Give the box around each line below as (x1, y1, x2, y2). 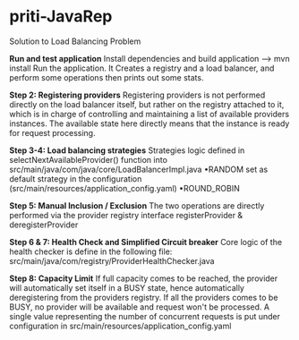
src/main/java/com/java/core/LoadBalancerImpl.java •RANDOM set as (9, 164, 269, 174)
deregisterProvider (9, 219, 79, 230)
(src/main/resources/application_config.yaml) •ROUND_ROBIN (9, 183, 240, 193)
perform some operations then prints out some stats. (9, 72, 204, 82)
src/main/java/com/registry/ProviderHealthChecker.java (9, 255, 215, 266)
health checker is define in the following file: (9, 246, 173, 257)
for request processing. (9, 127, 96, 138)
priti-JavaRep (9, 6, 113, 27)
